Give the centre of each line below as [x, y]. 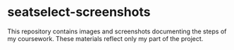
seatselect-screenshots [79, 12]
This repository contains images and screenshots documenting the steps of [117, 31]
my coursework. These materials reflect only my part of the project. [105, 38]
